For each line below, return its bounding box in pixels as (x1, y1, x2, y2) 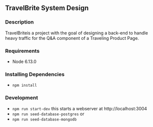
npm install (12, 83, 37, 88)
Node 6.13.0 (12, 59, 37, 64)
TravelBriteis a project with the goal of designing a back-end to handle (5, 30, 148, 36)
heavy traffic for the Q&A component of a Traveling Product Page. (5, 35, 139, 41)
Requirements (5, 47, 40, 54)
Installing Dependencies (5, 71, 65, 78)
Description (5, 19, 34, 26)
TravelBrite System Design (5, 4, 89, 12)
